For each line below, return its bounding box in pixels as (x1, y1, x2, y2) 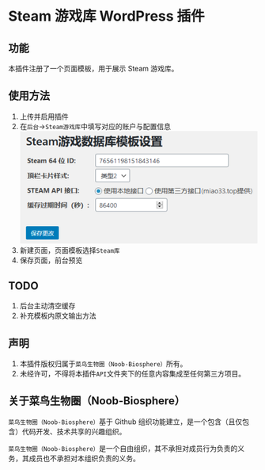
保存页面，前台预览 (19, 255, 83, 266)
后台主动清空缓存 (19, 301, 76, 311)
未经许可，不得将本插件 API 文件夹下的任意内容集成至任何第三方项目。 (19, 369, 246, 378)
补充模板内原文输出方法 (19, 311, 97, 321)
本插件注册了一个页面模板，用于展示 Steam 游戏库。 (8, 64, 179, 73)
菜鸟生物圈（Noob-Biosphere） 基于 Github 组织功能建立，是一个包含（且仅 (8, 417, 243, 426)
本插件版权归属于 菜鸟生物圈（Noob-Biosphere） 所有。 (19, 358, 187, 369)
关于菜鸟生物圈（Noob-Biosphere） (8, 394, 186, 408)
